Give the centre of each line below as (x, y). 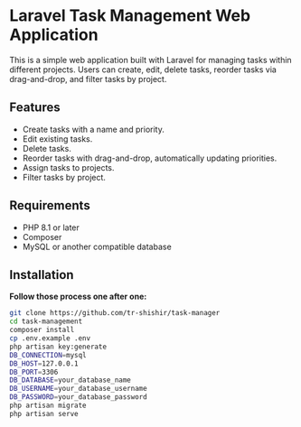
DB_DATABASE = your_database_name (70, 380)
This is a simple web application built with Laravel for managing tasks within (150, 60)
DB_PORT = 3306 (34, 372)
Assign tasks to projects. (68, 167)
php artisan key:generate (58, 347)
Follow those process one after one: (78, 297)
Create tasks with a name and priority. (93, 129)
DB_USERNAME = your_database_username (78, 389)
